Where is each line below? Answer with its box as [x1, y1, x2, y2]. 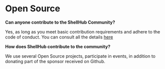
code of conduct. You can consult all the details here [5, 34, 113, 40]
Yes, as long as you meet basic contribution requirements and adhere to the [5, 29, 161, 34]
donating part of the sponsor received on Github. [5, 58, 105, 64]
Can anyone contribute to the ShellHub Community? [5, 19, 115, 25]
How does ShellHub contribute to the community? [5, 43, 111, 49]
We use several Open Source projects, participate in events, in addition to [5, 53, 156, 59]
